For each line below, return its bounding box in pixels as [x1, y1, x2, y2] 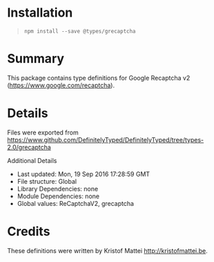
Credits [7, 224, 50, 239]
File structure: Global [17, 177, 77, 185]
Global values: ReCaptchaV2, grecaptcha [17, 199, 135, 207]
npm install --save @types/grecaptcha [23, 28, 136, 35]
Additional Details [7, 156, 57, 164]
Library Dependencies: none [17, 184, 99, 193]
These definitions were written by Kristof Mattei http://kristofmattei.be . [7, 246, 208, 254]
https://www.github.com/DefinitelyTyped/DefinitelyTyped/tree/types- [7, 135, 204, 143]
